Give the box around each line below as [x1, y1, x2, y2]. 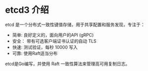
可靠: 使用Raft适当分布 [12, 50, 58, 56]
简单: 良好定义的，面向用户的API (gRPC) [12, 32, 94, 38]
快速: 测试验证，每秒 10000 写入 [12, 44, 78, 50]
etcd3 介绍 [5, 4, 49, 16]
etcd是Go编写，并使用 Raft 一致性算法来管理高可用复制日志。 [5, 61, 130, 67]
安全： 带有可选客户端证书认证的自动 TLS [12, 38, 97, 44]
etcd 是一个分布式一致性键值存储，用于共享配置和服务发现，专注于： [5, 22, 146, 27]
